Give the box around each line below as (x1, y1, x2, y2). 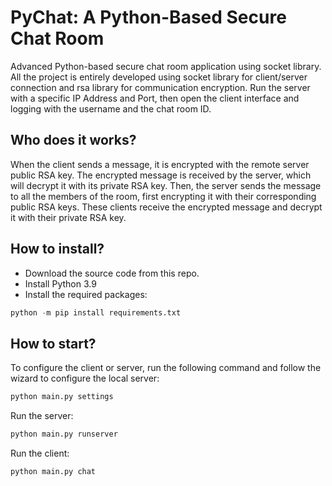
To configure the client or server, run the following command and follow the (10, 362, 322, 374)
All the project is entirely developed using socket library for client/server (10, 71, 308, 83)
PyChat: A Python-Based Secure (10, 6, 287, 29)
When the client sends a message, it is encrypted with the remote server (10, 158, 310, 170)
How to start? (10, 335, 97, 352)
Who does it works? (10, 132, 137, 149)
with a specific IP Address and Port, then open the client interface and (10, 92, 300, 104)
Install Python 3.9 (24, 277, 97, 290)
